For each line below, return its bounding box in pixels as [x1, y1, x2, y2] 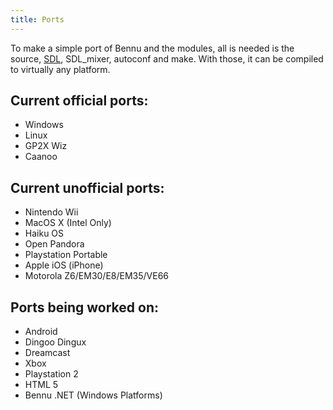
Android [24, 326, 58, 338]
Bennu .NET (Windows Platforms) [24, 389, 163, 401]
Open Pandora [24, 238, 85, 250]
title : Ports [10, 14, 65, 25]
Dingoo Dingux [24, 336, 87, 348]
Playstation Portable [24, 249, 108, 261]
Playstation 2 [24, 368, 79, 380]
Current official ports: [10, 92, 149, 110]
